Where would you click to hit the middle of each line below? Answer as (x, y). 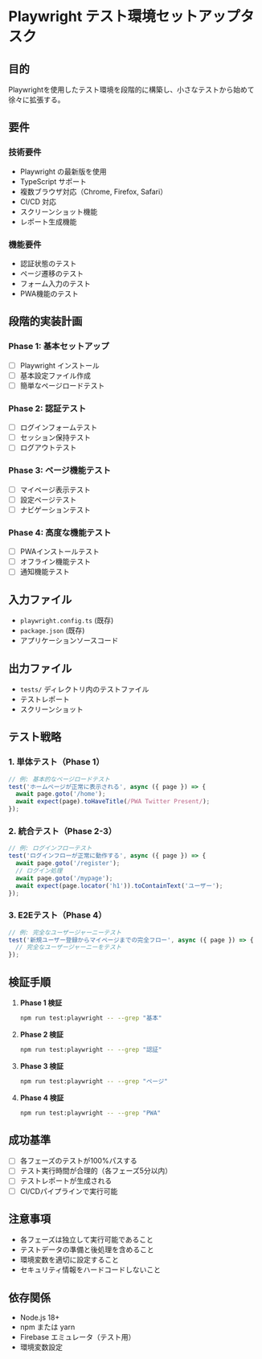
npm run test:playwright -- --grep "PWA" (90, 1113)
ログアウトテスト (48, 448)
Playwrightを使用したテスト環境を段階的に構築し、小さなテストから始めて (131, 90)
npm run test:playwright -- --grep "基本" (91, 1018)
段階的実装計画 (45, 321)
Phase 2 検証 (42, 1034)
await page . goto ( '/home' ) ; (61, 794)
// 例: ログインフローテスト (50, 848)
